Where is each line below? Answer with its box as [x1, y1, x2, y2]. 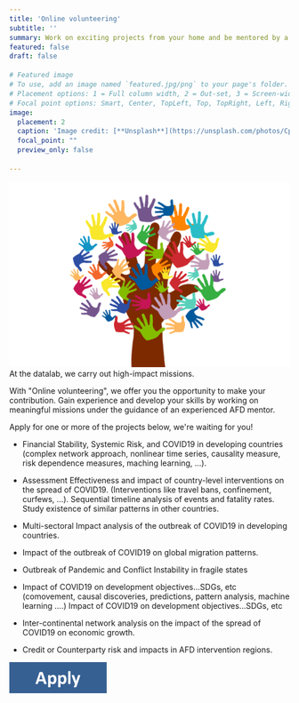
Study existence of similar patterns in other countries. [21, 503, 220, 515]
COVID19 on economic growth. [21, 627, 135, 638]
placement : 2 [17, 117, 66, 126]
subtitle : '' [9, 23, 58, 33]
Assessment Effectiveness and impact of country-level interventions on [21, 475, 285, 486]
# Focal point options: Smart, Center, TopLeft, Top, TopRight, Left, [9, 99, 277, 108]
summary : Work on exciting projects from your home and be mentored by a [9, 33, 289, 42]
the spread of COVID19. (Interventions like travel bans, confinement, [21, 484, 272, 495]
